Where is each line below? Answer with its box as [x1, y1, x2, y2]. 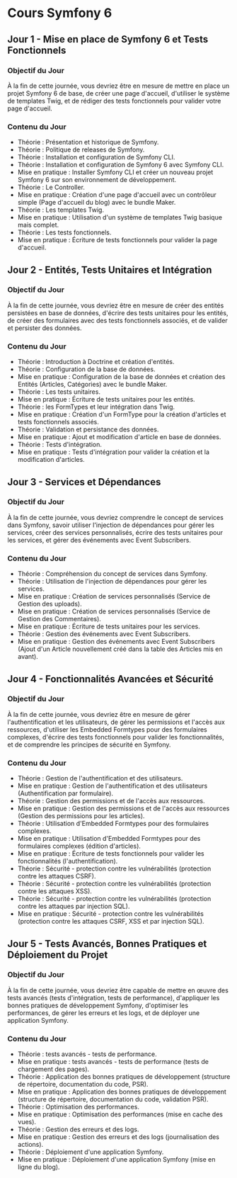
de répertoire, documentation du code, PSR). [17, 1080, 149, 1089]
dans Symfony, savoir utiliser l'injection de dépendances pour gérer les [7, 521, 214, 529]
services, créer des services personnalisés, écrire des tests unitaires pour [7, 528, 223, 536]
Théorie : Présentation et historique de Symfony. [17, 138, 159, 147]
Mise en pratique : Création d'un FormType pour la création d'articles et [17, 410, 226, 419]
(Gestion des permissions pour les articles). [17, 812, 145, 820]
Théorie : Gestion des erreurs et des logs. [17, 1125, 139, 1134]
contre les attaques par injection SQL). [17, 902, 130, 911]
